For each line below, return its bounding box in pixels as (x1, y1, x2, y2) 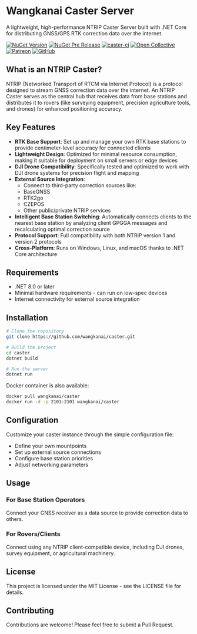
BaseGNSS (23, 188, 51, 195)
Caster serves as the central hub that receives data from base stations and (6, 92, 187, 99)
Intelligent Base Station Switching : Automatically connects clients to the (14, 213, 192, 220)
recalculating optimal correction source (14, 225, 110, 233)
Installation (6, 313, 48, 323)
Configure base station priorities (14, 454, 93, 462)
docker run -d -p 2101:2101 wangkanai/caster (6, 399, 119, 405)
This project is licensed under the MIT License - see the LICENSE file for (6, 582, 181, 589)
